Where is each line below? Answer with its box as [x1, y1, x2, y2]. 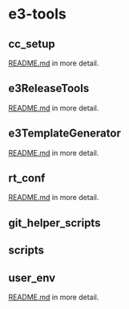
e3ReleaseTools [8, 81, 90, 95]
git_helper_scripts [8, 215, 101, 230]
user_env [8, 271, 56, 285]
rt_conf [8, 171, 46, 186]
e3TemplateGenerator [8, 127, 122, 140]
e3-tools [8, 5, 67, 23]
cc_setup [8, 37, 55, 51]
